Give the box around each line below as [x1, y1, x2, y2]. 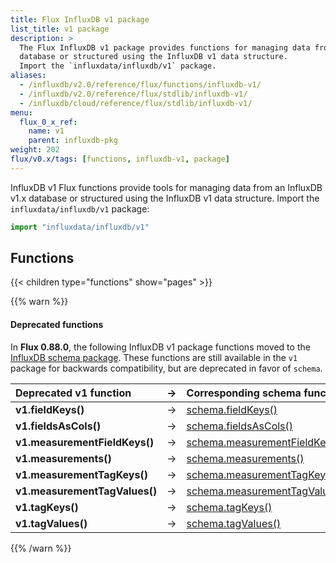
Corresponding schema [186, 386, 302, 400]
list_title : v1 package [10, 24, 110, 34]
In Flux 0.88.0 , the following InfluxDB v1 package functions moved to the [10, 341, 311, 353]
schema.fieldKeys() [186, 402, 278, 416]
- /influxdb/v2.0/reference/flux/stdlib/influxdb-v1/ [19, 89, 248, 99]
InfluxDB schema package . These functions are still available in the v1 [10, 351, 298, 363]
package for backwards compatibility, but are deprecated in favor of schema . [10, 362, 323, 374]
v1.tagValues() [15, 516, 88, 530]
